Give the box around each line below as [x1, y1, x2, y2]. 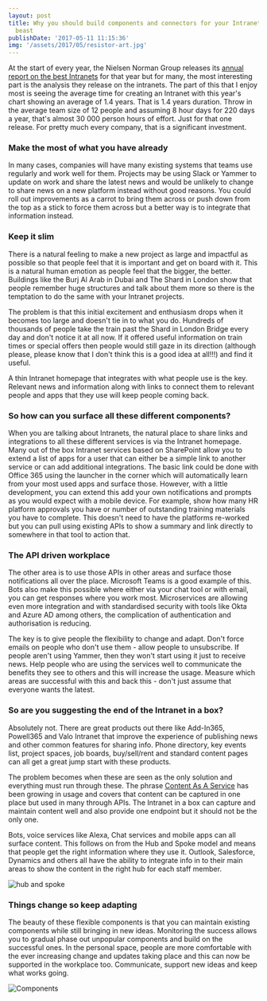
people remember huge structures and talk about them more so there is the [8, 283, 255, 292]
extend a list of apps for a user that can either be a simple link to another [8, 453, 246, 463]
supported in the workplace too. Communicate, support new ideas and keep [8, 960, 258, 969]
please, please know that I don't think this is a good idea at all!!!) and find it [8, 349, 253, 359]
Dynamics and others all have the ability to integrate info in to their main [8, 855, 244, 865]
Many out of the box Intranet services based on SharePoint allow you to [8, 446, 242, 455]
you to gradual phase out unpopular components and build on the [8, 934, 223, 944]
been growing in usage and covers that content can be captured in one [8, 789, 241, 799]
